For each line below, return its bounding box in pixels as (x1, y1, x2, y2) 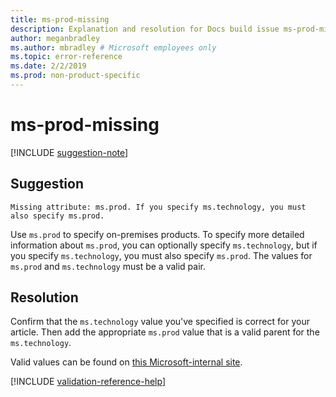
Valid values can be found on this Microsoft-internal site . (10, 356, 243, 368)
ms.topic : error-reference (10, 52, 123, 62)
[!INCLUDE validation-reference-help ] (10, 376, 166, 388)
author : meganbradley (10, 33, 101, 43)
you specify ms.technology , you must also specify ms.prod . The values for (10, 249, 313, 261)
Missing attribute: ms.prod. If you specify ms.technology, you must (10, 202, 307, 212)
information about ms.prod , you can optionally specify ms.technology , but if (10, 239, 318, 251)
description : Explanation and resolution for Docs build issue (10, 24, 280, 34)
